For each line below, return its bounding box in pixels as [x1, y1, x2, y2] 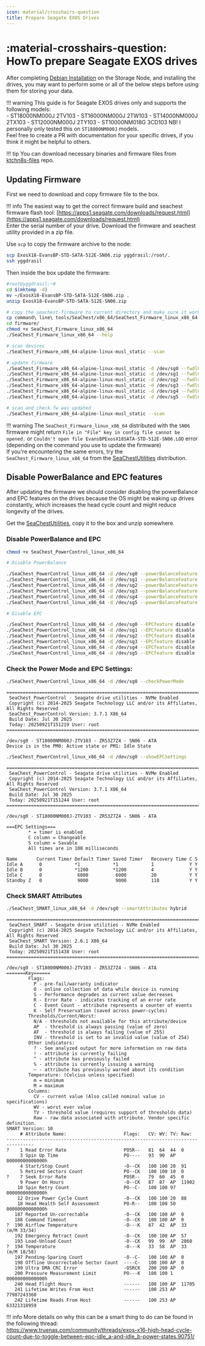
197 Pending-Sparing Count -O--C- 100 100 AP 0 [14, 1254, 184, 1260]
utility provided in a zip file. [6, 229, 74, 236]
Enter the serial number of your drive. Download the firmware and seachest [6, 222, 196, 230]
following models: [6, 105, 51, 113]
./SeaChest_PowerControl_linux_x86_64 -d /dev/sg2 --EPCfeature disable [6, 633, 195, 639]
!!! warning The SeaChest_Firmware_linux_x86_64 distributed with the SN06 [6, 422, 190, 429]
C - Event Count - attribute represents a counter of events [33, 1002, 192, 1008]
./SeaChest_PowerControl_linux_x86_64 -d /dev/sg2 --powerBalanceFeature [6, 583, 198, 589]
